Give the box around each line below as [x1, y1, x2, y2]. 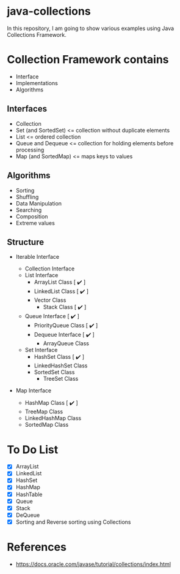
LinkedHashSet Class [34, 362, 88, 369]
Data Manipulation [15, 199, 62, 207]
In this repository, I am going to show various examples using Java [7, 25, 175, 32]
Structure [7, 237, 45, 247]
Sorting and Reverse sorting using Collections [15, 518, 131, 526]
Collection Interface [24, 265, 75, 272]
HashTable [15, 491, 43, 498]
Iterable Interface [15, 253, 60, 261]
